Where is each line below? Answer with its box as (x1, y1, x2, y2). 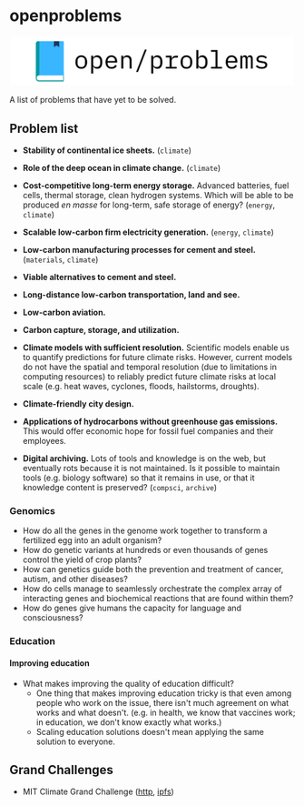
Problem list (9, 120, 79, 136)
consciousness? (22, 612, 83, 623)
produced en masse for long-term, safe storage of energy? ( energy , (22, 199, 275, 210)
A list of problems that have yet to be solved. (9, 95, 177, 106)
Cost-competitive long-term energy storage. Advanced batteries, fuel (22, 180, 289, 191)
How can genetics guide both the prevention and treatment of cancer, (22, 564, 284, 575)
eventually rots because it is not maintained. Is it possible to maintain (22, 463, 280, 474)
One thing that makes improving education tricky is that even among (35, 688, 292, 699)
